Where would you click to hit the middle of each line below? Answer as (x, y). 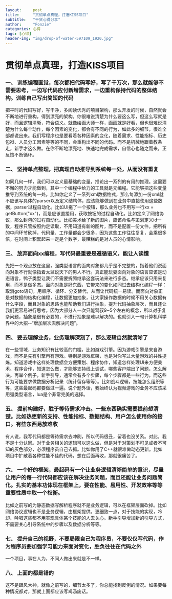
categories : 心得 (23, 29)
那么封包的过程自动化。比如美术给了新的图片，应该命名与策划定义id (85, 220)
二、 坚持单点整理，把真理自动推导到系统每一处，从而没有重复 (82, 169)
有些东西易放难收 (37, 424)
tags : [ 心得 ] (18, 34)
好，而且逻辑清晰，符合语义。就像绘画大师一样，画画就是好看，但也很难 (81, 123)
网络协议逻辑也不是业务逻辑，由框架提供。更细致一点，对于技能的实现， (81, 511)
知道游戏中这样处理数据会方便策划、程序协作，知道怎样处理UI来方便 (86, 362)
